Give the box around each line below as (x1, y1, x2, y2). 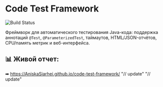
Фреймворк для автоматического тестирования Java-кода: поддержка (5, 29, 158, 35)
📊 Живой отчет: (5, 55, 59, 63)
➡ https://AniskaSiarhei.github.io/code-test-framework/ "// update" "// (5, 70, 151, 76)
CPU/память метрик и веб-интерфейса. (5, 39, 90, 45)
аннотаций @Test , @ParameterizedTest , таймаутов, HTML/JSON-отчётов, (5, 34, 157, 40)
